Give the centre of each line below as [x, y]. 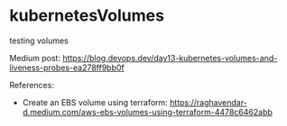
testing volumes [39, 40]
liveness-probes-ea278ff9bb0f [67, 67]
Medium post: [35, 58]
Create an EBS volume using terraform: [95, 102]
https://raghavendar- [209, 102]
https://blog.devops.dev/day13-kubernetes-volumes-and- [170, 58]
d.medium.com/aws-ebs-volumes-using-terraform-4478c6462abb [148, 112]
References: [32, 85]
